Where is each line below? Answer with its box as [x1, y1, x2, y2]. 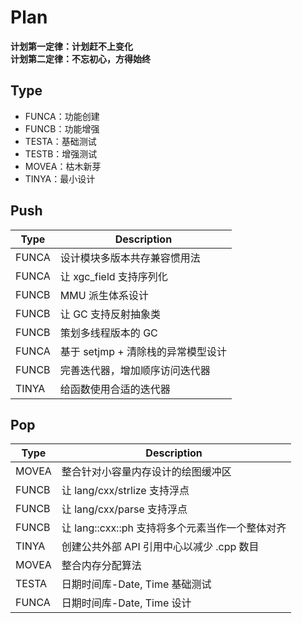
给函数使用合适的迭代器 [59, 382, 171, 396]
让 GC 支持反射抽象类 [59, 307, 162, 321]
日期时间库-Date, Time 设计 [61, 596, 192, 610]
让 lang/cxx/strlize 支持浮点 [61, 484, 190, 498]
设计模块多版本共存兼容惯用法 [59, 251, 201, 265]
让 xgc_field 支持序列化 [59, 269, 168, 283]
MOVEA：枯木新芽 [24, 160, 102, 172]
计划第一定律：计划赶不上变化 [10, 40, 133, 52]
